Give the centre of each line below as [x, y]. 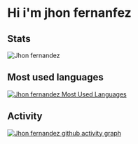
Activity [25, 116]
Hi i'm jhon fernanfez [69, 13]
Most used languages [55, 77]
